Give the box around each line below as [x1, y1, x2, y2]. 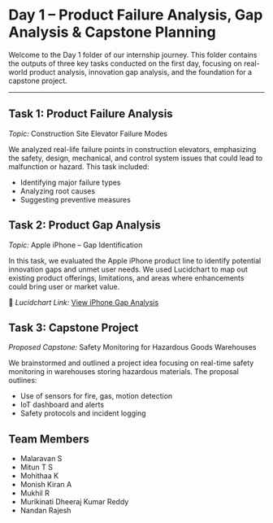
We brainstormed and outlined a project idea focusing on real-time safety [8, 358, 254, 368]
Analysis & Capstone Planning [8, 23, 217, 41]
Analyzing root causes [19, 185, 96, 196]
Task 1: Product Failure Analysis [8, 107, 173, 121]
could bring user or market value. [8, 281, 120, 291]
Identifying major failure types [19, 177, 121, 187]
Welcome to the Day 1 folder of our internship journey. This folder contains [8, 50, 258, 59]
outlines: [8, 376, 37, 386]
